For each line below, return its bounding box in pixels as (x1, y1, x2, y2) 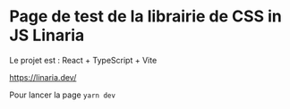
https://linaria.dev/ (9, 71, 77, 82)
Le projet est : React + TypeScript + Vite (9, 54, 158, 65)
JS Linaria (9, 25, 85, 46)
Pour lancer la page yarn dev (9, 89, 116, 100)
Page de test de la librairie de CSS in (9, 6, 282, 27)
